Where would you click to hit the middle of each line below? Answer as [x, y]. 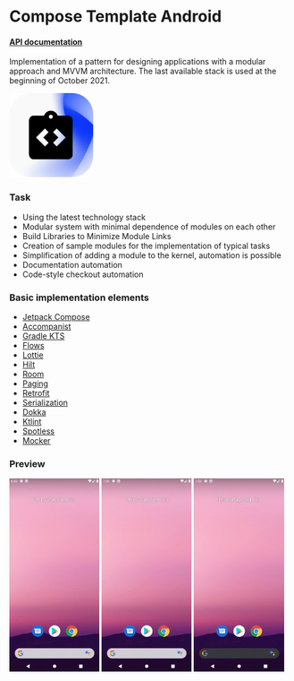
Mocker [36, 440]
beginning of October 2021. [60, 81]
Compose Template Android [115, 17]
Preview [27, 463]
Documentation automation [72, 264]
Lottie [33, 355]
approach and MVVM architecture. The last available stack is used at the [143, 71]
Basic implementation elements [80, 297]
